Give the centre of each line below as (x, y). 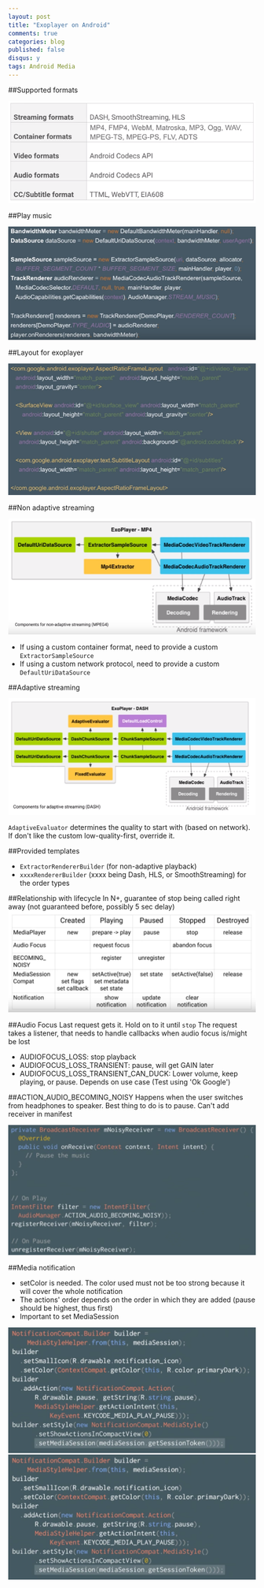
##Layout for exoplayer (46, 353)
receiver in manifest (40, 1114)
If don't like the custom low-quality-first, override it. (92, 835)
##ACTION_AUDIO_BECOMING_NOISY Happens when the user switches (126, 1097)
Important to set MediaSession (69, 1317)
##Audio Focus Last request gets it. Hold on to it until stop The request (123, 1025)
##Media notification (42, 1268)
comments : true (33, 33)
